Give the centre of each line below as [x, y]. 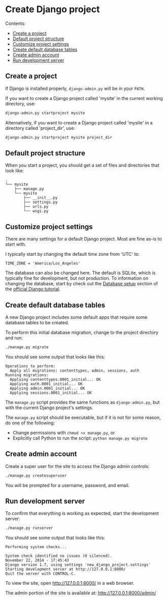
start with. [16, 244]
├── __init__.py [41, 198]
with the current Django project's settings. [49, 408]
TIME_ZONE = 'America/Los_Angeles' [43, 263]
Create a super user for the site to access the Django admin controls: [77, 466]
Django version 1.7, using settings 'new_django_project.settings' [78, 565]
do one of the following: [30, 423]
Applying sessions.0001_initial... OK [51, 393]
